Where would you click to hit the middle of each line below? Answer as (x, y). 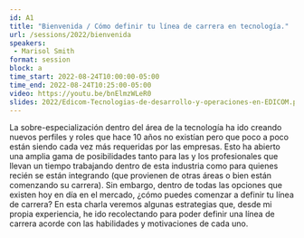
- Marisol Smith (44, 52)
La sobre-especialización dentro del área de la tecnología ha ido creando (146, 128)
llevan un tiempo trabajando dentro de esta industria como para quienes (144, 166)
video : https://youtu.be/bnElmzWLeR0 (81, 93)
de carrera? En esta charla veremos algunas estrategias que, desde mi (141, 205)
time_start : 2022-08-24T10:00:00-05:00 (85, 77)
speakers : (28, 43)
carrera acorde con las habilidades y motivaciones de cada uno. (129, 224)
